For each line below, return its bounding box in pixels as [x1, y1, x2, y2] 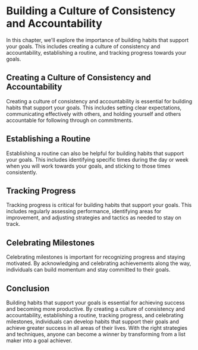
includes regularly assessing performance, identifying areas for [6, 208, 162, 215]
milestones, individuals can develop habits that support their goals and [6, 318, 180, 325]
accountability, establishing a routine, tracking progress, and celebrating [6, 312, 184, 319]
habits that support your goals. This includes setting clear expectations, [6, 104, 182, 111]
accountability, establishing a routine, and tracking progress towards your [6, 49, 187, 56]
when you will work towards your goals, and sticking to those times [6, 162, 171, 169]
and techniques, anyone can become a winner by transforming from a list [6, 331, 186, 338]
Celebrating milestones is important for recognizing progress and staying [6, 254, 186, 261]
